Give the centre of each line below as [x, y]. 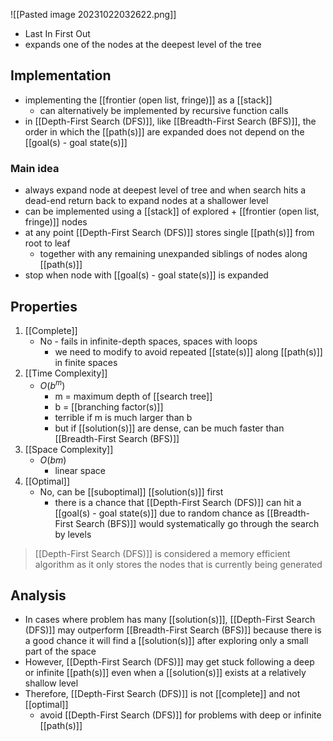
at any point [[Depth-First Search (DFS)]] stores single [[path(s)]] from [169, 233]
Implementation [61, 75]
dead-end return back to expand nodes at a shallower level [146, 201]
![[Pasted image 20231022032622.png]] [93, 14]
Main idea [35, 168]
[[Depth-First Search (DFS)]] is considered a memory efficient [162, 553]
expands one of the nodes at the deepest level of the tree [143, 44]
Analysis [38, 595]
